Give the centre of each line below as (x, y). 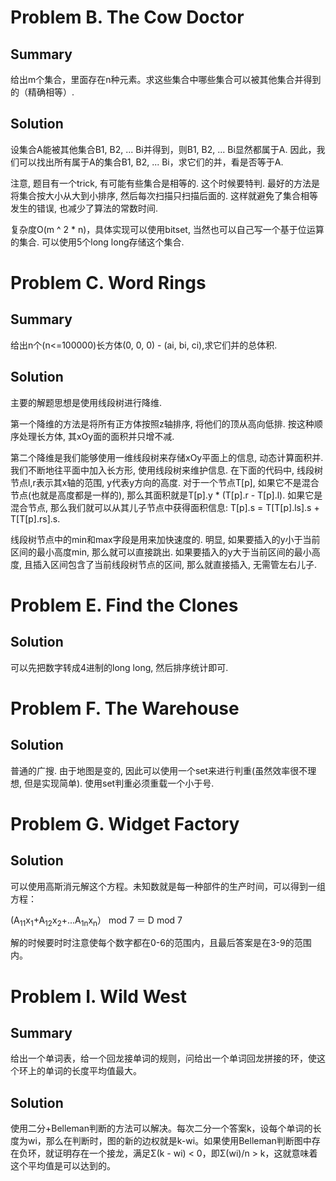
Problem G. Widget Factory (125, 823)
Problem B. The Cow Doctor (127, 17)
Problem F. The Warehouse (125, 708)
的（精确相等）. (42, 92)
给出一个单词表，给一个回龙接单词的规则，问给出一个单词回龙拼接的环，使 (163, 1058)
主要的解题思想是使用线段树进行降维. (86, 402)
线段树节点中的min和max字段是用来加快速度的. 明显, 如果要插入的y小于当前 (165, 539)
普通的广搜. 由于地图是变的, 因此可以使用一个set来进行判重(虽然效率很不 (159, 770)
